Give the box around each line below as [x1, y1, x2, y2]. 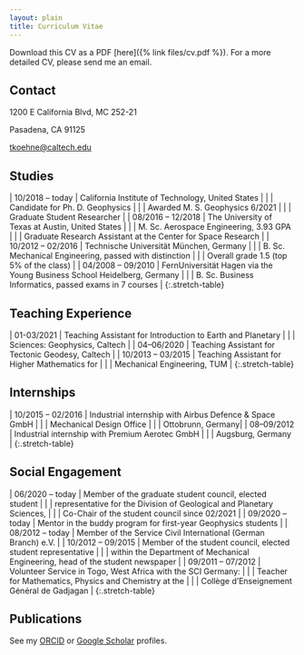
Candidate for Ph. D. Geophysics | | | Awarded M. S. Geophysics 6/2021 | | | [9, 202, 292, 213]
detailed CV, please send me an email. [9, 56, 152, 67]
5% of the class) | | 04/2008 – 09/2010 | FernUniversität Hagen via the [9, 260, 274, 271]
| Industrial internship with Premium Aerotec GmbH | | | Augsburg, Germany [9, 428, 292, 439]
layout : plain [9, 13, 64, 23]
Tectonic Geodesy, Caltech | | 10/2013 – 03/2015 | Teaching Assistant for [9, 349, 281, 360]
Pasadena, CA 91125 [9, 124, 86, 135]
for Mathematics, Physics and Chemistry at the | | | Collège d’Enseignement [9, 575, 293, 586]
